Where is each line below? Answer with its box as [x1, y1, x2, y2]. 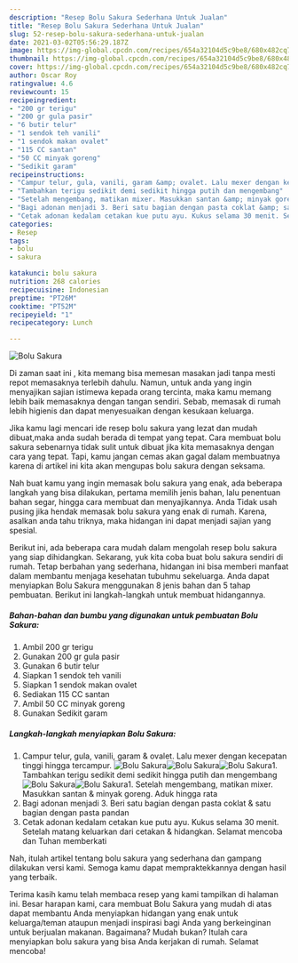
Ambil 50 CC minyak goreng [21, 699, 126, 710]
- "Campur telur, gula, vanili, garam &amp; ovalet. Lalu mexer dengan [9, 179, 279, 188]
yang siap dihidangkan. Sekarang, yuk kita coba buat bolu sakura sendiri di [9, 552, 284, 563]
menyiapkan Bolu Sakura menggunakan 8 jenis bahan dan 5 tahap [9, 580, 251, 591]
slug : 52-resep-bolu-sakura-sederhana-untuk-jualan [9, 29, 204, 38]
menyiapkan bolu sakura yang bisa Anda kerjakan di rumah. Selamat [9, 936, 259, 947]
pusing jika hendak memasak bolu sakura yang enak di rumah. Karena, [9, 506, 268, 517]
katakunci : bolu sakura [9, 269, 98, 278]
